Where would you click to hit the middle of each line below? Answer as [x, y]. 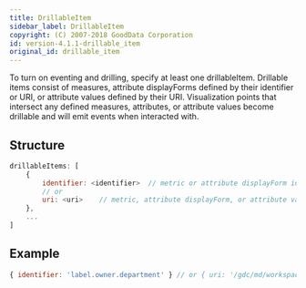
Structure [37, 145]
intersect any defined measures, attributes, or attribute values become [142, 107]
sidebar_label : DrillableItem [67, 26]
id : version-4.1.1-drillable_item [75, 43]
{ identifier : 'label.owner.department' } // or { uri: [117, 274]
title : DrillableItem [51, 18]
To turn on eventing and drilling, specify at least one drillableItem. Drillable [149, 77]
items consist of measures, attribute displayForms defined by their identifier [152, 87]
